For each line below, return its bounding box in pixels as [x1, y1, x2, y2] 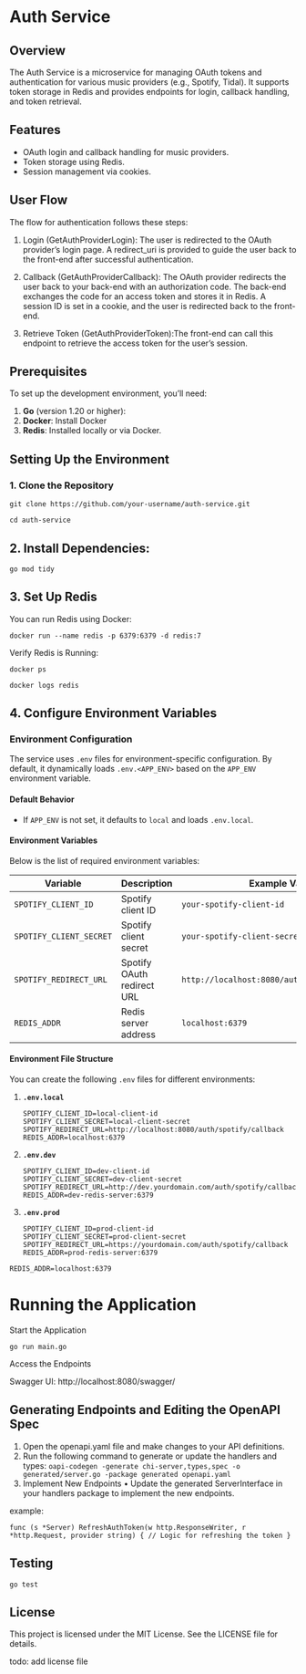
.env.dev [22, 1151, 56, 1160]
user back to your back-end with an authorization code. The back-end [22, 281, 287, 292]
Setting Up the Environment [9, 452, 170, 467]
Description [120, 877, 173, 889]
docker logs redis [9, 681, 79, 690]
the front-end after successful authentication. [22, 254, 194, 265]
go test [9, 1580, 39, 1589]
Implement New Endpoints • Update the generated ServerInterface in [22, 1478, 283, 1489]
